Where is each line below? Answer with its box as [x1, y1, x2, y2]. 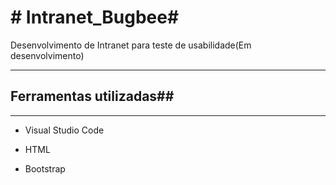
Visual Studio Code [24, 124, 105, 136]
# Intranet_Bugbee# [10, 6, 180, 29]
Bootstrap [24, 162, 66, 175]
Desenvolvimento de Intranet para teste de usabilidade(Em [10, 39, 252, 51]
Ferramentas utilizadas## [10, 88, 175, 105]
